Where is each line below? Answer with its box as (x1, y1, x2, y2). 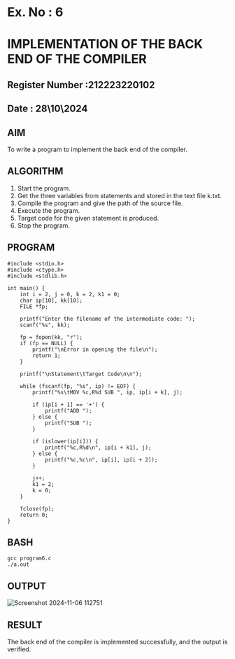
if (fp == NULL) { (20, 340, 73, 347)
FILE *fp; (20, 303, 49, 310)
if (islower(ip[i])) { (32, 438, 99, 445)
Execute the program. (17, 206, 80, 214)
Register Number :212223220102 (7, 78, 155, 91)
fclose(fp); (20, 505, 55, 512)
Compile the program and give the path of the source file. (17, 199, 183, 207)
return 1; (32, 352, 61, 359)
